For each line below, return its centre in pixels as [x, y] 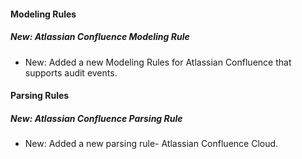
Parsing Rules [40, 96]
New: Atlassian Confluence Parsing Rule [96, 118]
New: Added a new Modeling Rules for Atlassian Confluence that [158, 62]
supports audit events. [71, 72]
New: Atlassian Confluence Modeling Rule [100, 37]
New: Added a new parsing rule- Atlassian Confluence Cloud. [151, 144]
